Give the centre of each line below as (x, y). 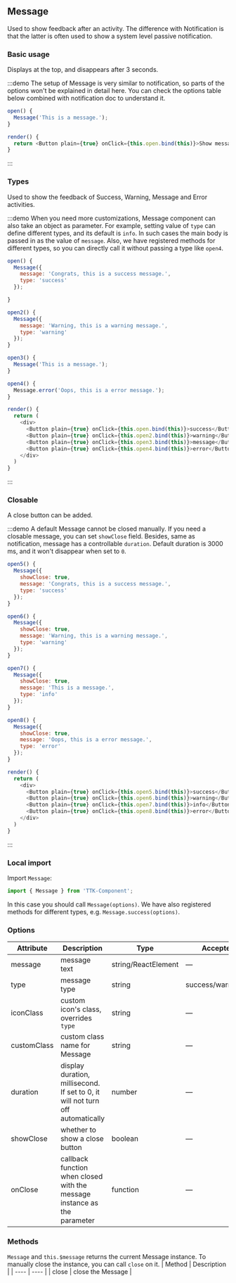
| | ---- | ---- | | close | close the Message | (70, 1272)
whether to (79, 1130)
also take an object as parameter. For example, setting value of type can (112, 225)
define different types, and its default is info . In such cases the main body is (118, 233)
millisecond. (80, 1083)
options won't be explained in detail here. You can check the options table (114, 91)
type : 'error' (40, 746)
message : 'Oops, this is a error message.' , (86, 740)
